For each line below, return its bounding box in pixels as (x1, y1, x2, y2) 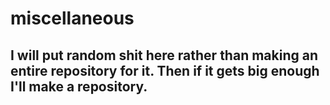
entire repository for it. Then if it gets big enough (10, 62, 320, 79)
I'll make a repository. (10, 78, 148, 95)
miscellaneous (10, 7, 135, 30)
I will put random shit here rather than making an (10, 47, 318, 64)
